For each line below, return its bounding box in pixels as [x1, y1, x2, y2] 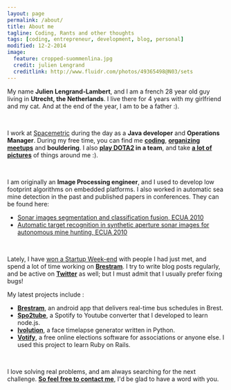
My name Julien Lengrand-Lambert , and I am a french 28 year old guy [7, 87, 210, 96]
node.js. [17, 318, 41, 326]
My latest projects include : [7, 290, 84, 299]
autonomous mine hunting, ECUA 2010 [17, 228, 128, 236]
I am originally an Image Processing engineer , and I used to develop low [7, 177, 214, 186]
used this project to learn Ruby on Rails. [17, 340, 131, 348]
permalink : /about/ [7, 17, 64, 24]
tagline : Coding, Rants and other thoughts [7, 29, 135, 37]
